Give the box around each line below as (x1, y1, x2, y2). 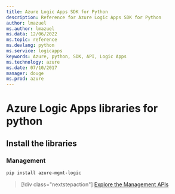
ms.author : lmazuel (6, 25, 55, 32)
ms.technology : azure (6, 59, 60, 65)
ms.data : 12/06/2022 (6, 31, 58, 37)
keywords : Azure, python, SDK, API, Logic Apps (6, 53, 127, 59)
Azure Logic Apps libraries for (6, 102, 158, 115)
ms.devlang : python (6, 43, 55, 49)
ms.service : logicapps (6, 48, 63, 54)
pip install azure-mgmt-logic (6, 170, 82, 176)
